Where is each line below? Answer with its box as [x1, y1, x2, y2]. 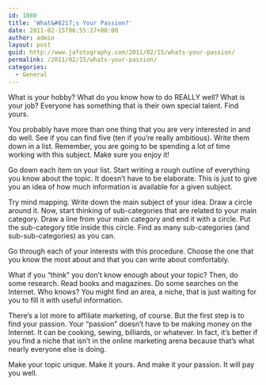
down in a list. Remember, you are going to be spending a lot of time [8, 141, 231, 151]
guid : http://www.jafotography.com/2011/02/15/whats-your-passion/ [8, 48, 236, 56]
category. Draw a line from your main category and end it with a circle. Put [8, 214, 251, 223]
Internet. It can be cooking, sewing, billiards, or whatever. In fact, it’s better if [8, 327, 258, 337]
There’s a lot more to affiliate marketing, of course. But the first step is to [8, 311, 245, 320]
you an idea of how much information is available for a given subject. [8, 181, 233, 191]
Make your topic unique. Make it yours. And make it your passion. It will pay [8, 360, 255, 369]
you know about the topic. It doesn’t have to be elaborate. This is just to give [8, 173, 257, 183]
